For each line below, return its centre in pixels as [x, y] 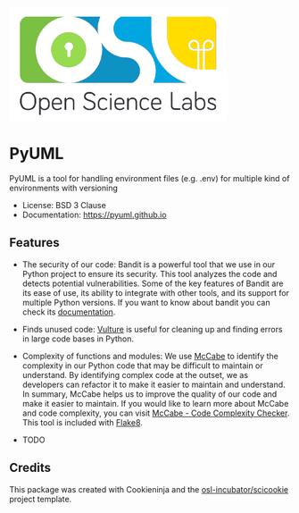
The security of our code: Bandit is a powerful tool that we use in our [149, 264]
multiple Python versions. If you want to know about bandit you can [146, 302]
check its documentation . [69, 312]
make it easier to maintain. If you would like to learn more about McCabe [155, 403]
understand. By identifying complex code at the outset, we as [135, 374]
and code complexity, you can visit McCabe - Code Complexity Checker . [156, 413]
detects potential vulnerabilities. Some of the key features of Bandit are [153, 283]
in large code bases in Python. [78, 339]
